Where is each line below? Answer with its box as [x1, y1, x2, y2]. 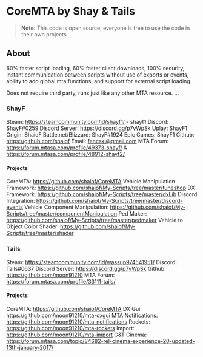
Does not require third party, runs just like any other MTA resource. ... [6, 89, 179, 97]
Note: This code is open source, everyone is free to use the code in [21, 24, 190, 32]
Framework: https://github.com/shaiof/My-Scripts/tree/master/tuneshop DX [6, 184, 195, 192]
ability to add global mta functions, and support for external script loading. [6, 77, 192, 84]
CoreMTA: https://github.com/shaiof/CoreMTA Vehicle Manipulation [6, 178, 176, 185]
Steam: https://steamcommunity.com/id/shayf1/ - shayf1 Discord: [6, 118, 169, 126]
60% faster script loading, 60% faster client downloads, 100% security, [6, 64, 185, 72]
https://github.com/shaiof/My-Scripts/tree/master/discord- [36, 197, 183, 205]
